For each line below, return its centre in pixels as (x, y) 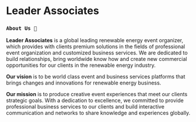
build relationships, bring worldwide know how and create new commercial (97, 59)
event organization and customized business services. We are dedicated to (97, 53)
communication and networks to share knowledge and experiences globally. (98, 113)
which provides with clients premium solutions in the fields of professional (96, 47)
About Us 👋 (21, 28)
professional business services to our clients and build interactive (85, 107)
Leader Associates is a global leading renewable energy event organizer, (95, 40)
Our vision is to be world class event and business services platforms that (96, 77)
